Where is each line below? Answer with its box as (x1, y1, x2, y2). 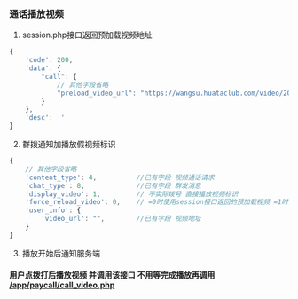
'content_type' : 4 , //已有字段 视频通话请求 (25, 173, 215, 182)
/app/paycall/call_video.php (9, 279, 115, 290)
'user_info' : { (25, 206, 82, 215)
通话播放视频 (9, 7, 65, 20)
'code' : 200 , (25, 56, 74, 65)
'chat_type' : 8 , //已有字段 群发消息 (25, 181, 201, 190)
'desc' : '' (25, 114, 66, 122)
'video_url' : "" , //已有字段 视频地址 (41, 215, 201, 224)
